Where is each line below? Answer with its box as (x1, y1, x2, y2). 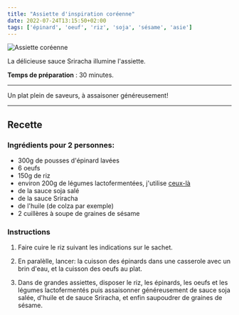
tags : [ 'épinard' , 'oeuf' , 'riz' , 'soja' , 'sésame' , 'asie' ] (7, 24, 193, 31)
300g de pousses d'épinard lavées (17, 156, 119, 165)
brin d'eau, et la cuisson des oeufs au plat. (17, 264, 142, 273)
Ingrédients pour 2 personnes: (7, 140, 115, 150)
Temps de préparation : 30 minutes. (7, 71, 114, 79)
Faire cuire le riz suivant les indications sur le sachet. (17, 243, 173, 252)
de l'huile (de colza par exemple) (17, 202, 114, 210)
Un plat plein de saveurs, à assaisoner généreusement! (7, 91, 169, 100)
